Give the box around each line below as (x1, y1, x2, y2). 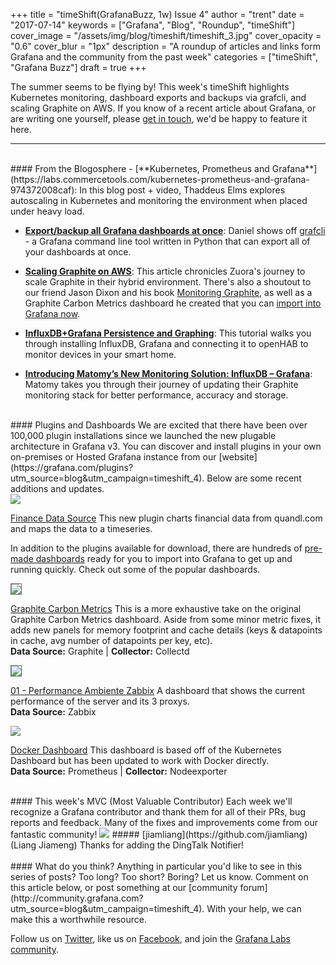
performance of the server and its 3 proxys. (10, 695, 190, 707)
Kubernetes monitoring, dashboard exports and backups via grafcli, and (10, 92, 307, 103)
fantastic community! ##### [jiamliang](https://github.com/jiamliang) (10, 829, 308, 840)
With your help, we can (206, 903, 302, 914)
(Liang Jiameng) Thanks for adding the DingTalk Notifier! (10, 839, 245, 851)
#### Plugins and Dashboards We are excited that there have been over (10, 419, 308, 431)
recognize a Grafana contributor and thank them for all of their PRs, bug (10, 806, 306, 818)
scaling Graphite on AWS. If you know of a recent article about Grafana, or (10, 102, 317, 114)
